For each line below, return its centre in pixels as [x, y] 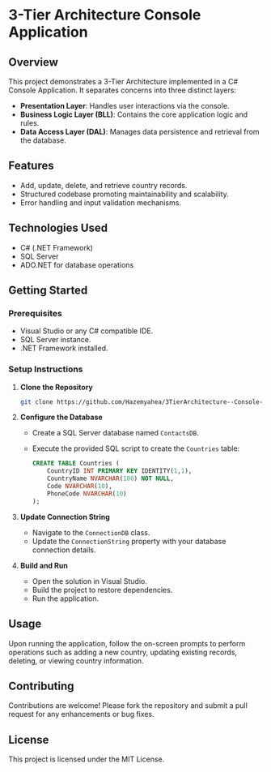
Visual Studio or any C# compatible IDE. [87, 331]
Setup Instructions [46, 369]
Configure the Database [61, 417]
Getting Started [48, 291]
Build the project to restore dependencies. [102, 590]
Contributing [41, 686]
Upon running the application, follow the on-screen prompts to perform [127, 643]
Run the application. [66, 598]
